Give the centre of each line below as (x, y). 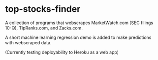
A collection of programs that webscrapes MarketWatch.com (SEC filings (79, 23)
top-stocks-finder (43, 9)
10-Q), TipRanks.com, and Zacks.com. (44, 28)
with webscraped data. (28, 42)
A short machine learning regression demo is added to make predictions (78, 37)
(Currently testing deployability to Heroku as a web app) (62, 52)
